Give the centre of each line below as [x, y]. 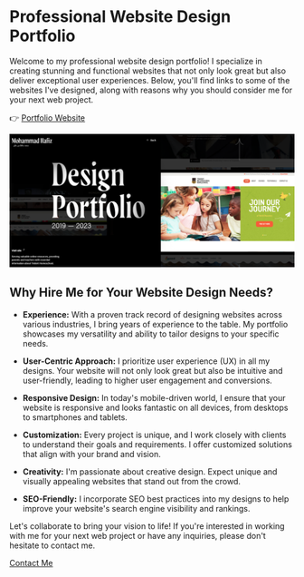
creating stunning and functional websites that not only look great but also [148, 71]
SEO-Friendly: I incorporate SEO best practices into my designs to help [156, 499]
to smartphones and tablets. [75, 417]
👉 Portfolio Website [47, 117]
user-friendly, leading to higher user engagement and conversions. [147, 380]
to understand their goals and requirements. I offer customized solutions [157, 444]
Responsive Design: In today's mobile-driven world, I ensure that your [154, 397]
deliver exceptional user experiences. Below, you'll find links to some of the [150, 80]
